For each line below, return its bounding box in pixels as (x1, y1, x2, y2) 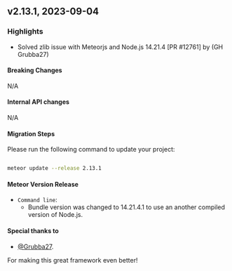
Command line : (17, 196, 57, 204)
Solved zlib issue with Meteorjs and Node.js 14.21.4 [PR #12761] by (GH (17, 42, 224, 51)
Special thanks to (7, 226, 60, 234)
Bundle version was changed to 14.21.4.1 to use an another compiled (27, 203, 226, 211)
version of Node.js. (27, 211, 83, 219)
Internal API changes (7, 98, 70, 106)
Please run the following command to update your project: (7, 145, 175, 154)
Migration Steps (7, 129, 55, 138)
